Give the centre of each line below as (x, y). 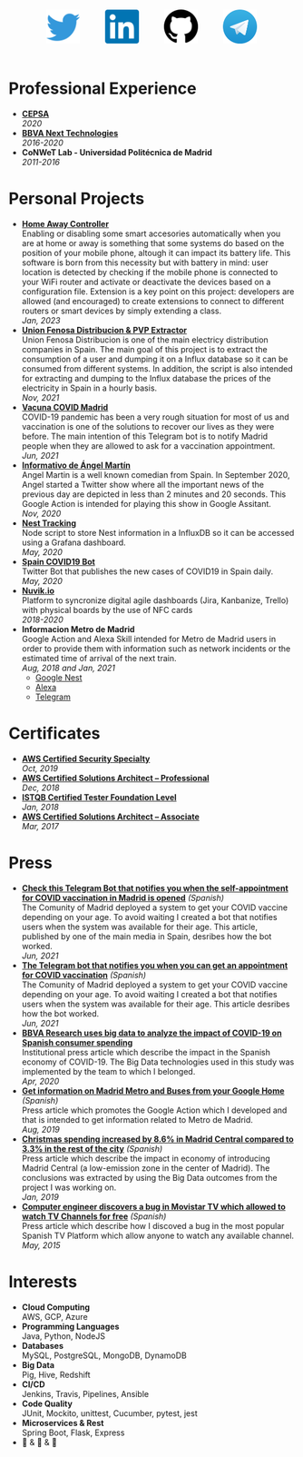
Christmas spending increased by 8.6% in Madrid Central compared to (157, 1139)
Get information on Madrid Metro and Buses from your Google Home (153, 1090)
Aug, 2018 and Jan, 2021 (68, 668)
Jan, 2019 (40, 1196)
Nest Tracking (49, 523)
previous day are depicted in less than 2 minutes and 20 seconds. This (154, 494)
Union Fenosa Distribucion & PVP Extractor (104, 330)
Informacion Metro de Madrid (78, 629)
